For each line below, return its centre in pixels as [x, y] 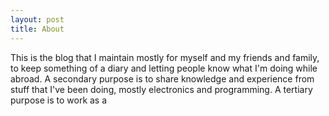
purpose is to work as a [59, 100]
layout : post [37, 19]
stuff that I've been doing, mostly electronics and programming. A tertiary [161, 89]
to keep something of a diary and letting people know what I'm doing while [164, 68]
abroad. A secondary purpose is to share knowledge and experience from [162, 78]
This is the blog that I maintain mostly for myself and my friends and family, [165, 57]
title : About [37, 29]
